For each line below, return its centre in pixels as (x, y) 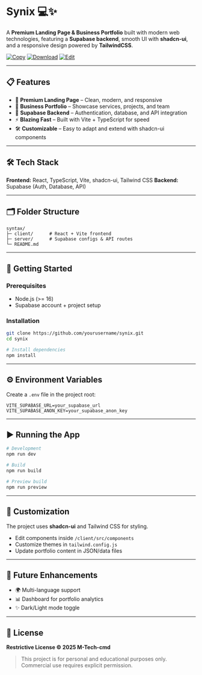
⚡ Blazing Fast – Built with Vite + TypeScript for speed (82, 119)
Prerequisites (26, 286)
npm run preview (26, 487)
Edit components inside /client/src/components (74, 538)
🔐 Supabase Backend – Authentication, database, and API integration (101, 113)
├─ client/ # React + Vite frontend (59, 234)
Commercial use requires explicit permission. (77, 665)
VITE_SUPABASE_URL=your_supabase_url (54, 405)
